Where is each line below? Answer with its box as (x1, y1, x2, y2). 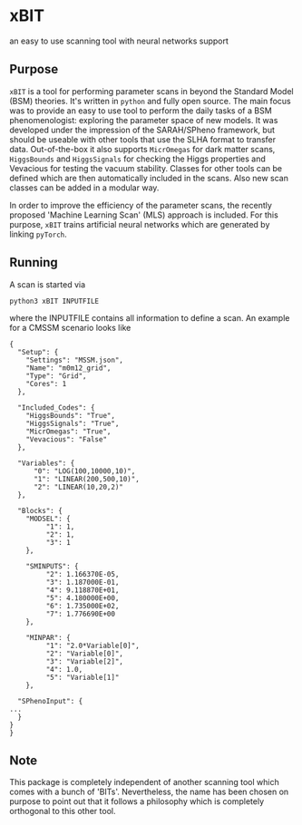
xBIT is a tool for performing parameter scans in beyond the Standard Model (9, 85, 294, 96)
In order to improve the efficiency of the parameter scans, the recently (9, 199, 272, 210)
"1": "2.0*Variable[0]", (45, 641, 141, 650)
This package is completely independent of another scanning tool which (9, 777, 279, 788)
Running (9, 255, 59, 270)
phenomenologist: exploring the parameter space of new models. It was (9, 114, 278, 125)
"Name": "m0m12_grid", (25, 364, 112, 373)
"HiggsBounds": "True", (25, 411, 116, 420)
